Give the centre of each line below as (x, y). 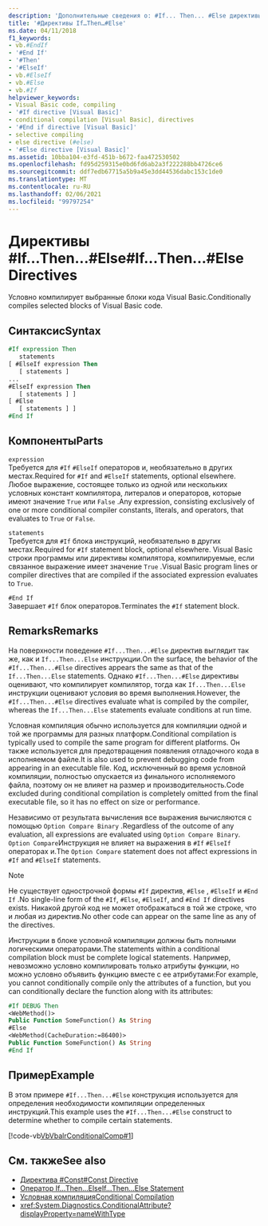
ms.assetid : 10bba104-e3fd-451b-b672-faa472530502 (94, 157)
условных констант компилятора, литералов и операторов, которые (125, 493)
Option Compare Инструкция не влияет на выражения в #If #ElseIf (120, 843)
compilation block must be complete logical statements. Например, (120, 957)
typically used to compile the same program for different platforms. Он (124, 742)
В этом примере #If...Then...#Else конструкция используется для (123, 1094)
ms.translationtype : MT (48, 180)
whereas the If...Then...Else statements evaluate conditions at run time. (130, 709)
